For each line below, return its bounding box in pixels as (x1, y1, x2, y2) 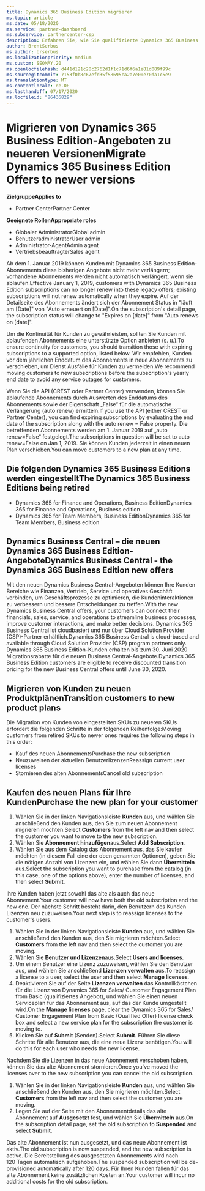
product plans (6, 702, 61, 713)
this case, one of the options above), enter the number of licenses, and (15, 871, 195, 878)
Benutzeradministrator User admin (15, 235, 101, 242)
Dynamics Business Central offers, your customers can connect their (6, 607, 181, 615)
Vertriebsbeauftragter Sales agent (15, 248, 100, 255)
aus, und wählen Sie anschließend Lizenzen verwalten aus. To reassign (15, 967, 195, 974)
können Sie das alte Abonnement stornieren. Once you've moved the (6, 1063, 179, 1070)
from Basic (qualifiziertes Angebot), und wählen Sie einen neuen (15, 992, 178, 1000)
